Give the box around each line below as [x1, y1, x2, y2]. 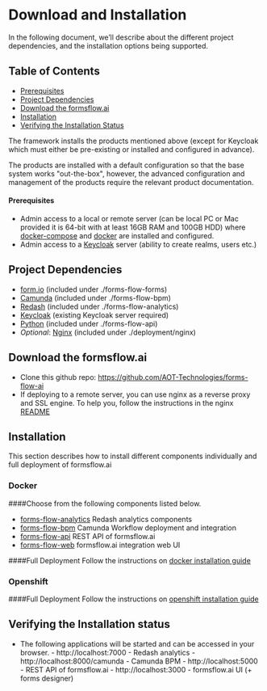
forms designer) [19, 673, 74, 683]
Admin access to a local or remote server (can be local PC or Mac [19, 213, 240, 223]
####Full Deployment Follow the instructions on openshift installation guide [8, 594, 260, 604]
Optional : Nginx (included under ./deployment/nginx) [19, 327, 196, 337]
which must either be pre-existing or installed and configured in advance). [8, 144, 255, 154]
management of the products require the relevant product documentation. [8, 177, 254, 187]
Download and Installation [8, 6, 187, 24]
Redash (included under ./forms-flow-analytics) [19, 301, 179, 311]
